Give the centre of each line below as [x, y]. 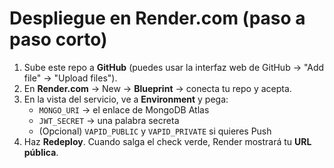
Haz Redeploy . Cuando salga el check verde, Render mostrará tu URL [167, 141]
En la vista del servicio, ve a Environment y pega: [126, 99]
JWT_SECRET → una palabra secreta [109, 120]
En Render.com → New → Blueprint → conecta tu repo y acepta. [157, 88]
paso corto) [58, 39]
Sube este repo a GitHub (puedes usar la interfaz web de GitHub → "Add [174, 67]
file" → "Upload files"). [70, 78]
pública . [41, 152]
